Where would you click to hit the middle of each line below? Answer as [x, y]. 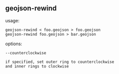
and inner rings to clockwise [37, 66]
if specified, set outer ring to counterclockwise [60, 62]
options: [14, 44]
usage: [12, 20]
